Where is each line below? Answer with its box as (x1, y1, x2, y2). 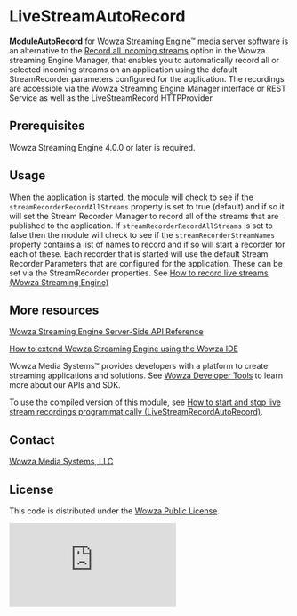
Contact (9, 432, 55, 448)
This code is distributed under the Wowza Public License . (9, 505, 221, 516)
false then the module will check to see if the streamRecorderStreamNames (9, 229, 276, 240)
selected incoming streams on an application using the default (9, 64, 237, 75)
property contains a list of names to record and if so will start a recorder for (9, 239, 286, 250)
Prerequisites (9, 119, 85, 134)
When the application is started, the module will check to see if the (9, 192, 253, 202)
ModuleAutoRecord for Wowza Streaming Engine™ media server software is (9, 36, 289, 46)
